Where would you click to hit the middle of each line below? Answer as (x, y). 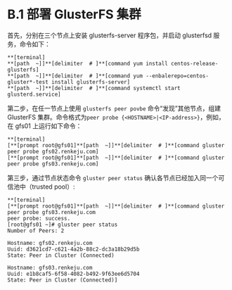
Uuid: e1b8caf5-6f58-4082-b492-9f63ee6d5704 (73, 274)
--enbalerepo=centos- (177, 76)
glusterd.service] (34, 94)
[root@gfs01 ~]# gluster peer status (63, 225)
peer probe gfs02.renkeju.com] (53, 151)
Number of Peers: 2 (36, 231)
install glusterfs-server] (91, 82)
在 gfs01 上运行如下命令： (45, 126)
